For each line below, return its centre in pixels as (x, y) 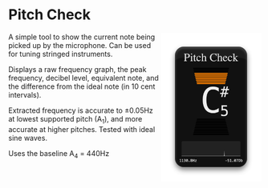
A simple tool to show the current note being (82, 37)
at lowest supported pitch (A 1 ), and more (75, 120)
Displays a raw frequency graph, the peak (77, 69)
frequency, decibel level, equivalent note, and (83, 78)
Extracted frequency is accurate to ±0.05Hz (81, 110)
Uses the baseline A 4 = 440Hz (59, 154)
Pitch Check (49, 15)
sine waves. (28, 138)
